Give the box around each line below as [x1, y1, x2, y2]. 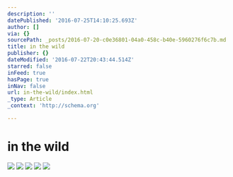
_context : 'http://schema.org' [7, 102, 100, 109]
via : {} [7, 30, 30, 37]
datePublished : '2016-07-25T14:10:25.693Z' [7, 17, 138, 24]
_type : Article [7, 96, 52, 103]
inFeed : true [7, 69, 46, 76]
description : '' [7, 10, 55, 18]
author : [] [7, 23, 40, 30]
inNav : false [7, 83, 46, 90]
